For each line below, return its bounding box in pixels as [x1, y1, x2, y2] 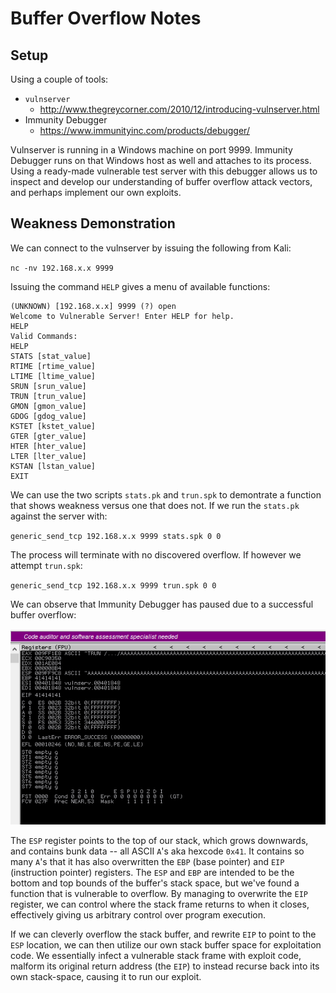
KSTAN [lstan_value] [10, 461, 97, 471]
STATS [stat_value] [10, 351, 92, 361]
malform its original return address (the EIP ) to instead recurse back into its [10, 960, 320, 972]
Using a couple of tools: [10, 73, 109, 85]
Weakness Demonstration [10, 215, 176, 232]
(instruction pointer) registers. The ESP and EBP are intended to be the [10, 866, 295, 878]
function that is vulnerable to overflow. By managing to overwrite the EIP [10, 887, 308, 899]
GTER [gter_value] [10, 431, 87, 441]
